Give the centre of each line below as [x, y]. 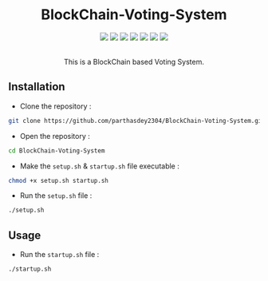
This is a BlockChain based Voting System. [134, 61]
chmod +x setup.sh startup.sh [59, 180]
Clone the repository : [55, 106]
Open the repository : [55, 136]
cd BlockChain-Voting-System [57, 150]
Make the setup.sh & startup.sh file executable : [99, 166]
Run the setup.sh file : [56, 196]
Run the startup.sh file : [59, 255]
